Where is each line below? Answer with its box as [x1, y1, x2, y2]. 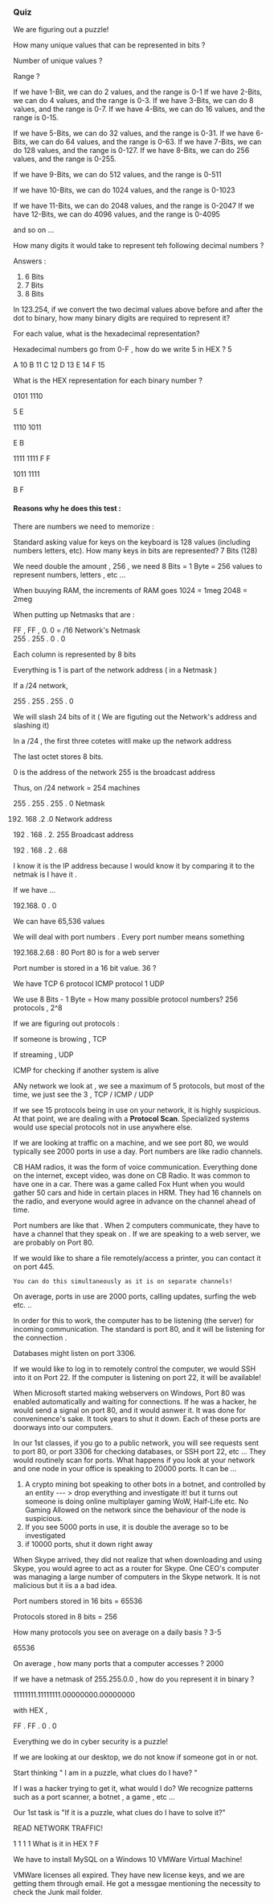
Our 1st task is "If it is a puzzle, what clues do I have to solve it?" [13, 1807, 226, 1817]
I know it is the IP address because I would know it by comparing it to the [13, 860, 256, 870]
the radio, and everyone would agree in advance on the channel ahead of [13, 1196, 256, 1206]
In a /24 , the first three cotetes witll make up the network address [13, 736, 232, 745]
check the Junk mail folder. [13, 1887, 103, 1897]
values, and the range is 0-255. [13, 154, 117, 164]
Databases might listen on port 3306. [13, 1348, 136, 1358]
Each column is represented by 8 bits [13, 649, 137, 659]
